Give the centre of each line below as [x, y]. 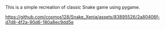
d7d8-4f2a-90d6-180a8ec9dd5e [39, 22]
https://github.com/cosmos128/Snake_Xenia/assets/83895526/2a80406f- [83, 17]
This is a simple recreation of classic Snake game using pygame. [73, 7]
